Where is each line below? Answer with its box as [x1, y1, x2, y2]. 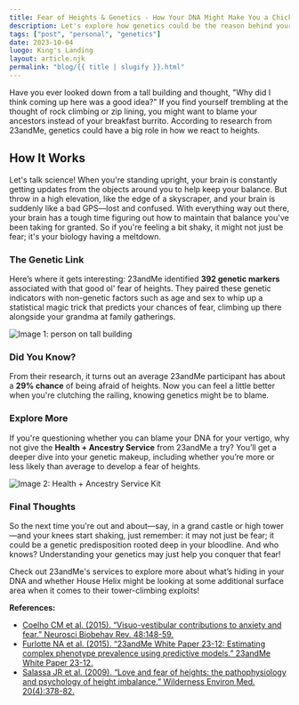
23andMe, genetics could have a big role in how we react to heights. [9, 125, 261, 135]
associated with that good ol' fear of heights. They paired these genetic [9, 282, 271, 294]
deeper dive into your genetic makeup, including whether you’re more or [9, 451, 275, 462]
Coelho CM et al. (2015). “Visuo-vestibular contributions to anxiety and [21, 620, 282, 630]
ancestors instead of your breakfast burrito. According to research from [9, 115, 272, 126]
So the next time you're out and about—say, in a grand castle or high [9, 520, 262, 531]
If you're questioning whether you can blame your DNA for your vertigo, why [9, 433, 290, 443]
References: [9, 602, 56, 612]
